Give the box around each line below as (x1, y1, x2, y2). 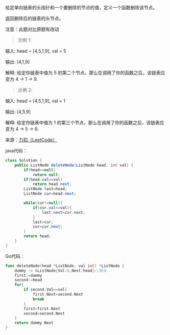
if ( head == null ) (23, 167, 56, 172)
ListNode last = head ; (23, 186, 67, 192)
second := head (14, 278, 42, 283)
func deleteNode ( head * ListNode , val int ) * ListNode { (5, 263, 125, 269)
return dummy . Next (14, 320, 54, 326)
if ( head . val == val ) (23, 177, 63, 182)
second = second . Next (23, 311, 65, 316)
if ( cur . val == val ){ (32, 205, 72, 210)
